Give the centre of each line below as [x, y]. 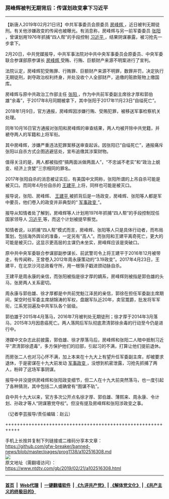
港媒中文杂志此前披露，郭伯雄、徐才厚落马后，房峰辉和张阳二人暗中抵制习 [82, 340]
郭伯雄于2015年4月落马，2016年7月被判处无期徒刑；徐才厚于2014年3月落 [81, 317]
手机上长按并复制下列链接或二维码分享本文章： [54, 441]
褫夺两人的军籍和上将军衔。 [34, 135]
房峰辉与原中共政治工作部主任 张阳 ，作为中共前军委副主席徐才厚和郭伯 [79, 94]
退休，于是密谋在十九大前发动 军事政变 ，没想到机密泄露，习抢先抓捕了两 [81, 363]
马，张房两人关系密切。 [29, 283]
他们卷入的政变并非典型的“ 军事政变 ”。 [63, 203]
